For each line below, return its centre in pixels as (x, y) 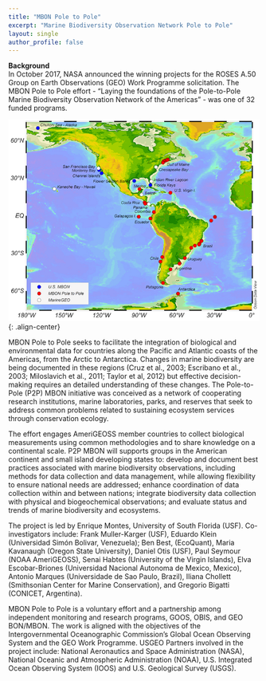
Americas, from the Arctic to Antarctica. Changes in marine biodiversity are (131, 359)
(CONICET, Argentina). (45, 593)
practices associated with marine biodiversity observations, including (122, 467)
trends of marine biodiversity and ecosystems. (84, 510)
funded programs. (38, 108)
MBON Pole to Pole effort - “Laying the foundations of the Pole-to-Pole (125, 91)
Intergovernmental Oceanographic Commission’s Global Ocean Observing (129, 634)
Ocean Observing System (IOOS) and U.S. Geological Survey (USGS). (122, 668)
